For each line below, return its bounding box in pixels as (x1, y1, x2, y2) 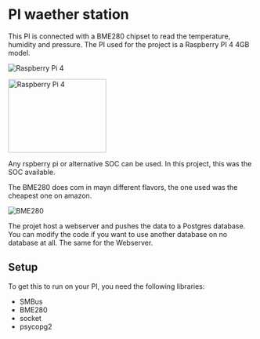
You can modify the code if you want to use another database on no (8, 229, 228, 239)
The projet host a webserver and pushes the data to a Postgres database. (8, 221, 246, 231)
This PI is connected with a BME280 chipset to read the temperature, (8, 31, 231, 41)
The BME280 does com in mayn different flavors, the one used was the (8, 182, 238, 191)
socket (19, 313, 42, 323)
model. (8, 48, 31, 57)
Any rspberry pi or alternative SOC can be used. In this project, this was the (8, 159, 252, 168)
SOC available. (8, 167, 56, 177)
